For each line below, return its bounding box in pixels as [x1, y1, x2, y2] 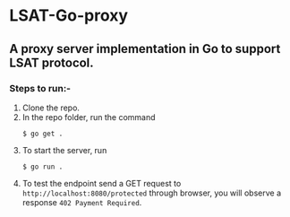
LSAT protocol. [9, 55, 94, 70]
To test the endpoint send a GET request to [21, 178, 182, 188]
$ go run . [21, 162, 64, 171]
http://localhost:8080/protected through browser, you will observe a [21, 187, 282, 198]
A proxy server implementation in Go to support [9, 41, 281, 56]
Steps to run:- [9, 82, 72, 94]
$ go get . [21, 129, 64, 138]
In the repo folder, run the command [21, 111, 156, 122]
